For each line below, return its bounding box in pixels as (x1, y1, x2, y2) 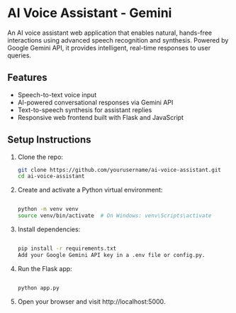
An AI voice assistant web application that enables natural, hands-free (7, 28, 213, 37)
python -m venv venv (17, 206, 79, 213)
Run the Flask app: (17, 264, 72, 273)
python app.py (17, 284, 60, 292)
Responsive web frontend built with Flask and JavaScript (17, 113, 184, 121)
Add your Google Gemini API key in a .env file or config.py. (17, 251, 206, 258)
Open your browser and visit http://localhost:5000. (17, 297, 166, 306)
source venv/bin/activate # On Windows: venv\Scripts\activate (17, 212, 212, 219)
